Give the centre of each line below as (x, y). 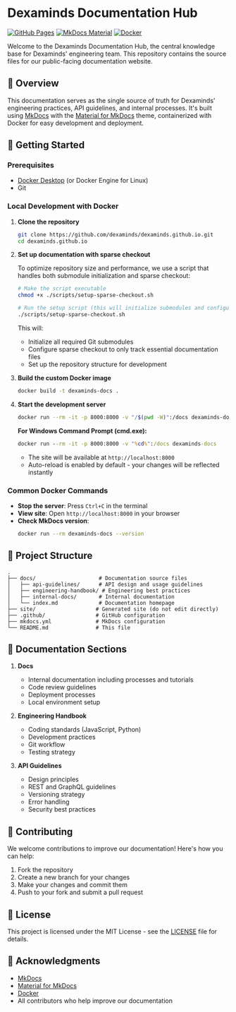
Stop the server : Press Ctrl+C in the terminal (82, 505)
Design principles (53, 779)
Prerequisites (31, 165)
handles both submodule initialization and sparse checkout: (104, 276)
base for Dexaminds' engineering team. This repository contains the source (117, 54)
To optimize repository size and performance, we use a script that (113, 268)
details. (18, 939)
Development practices (62, 737)
